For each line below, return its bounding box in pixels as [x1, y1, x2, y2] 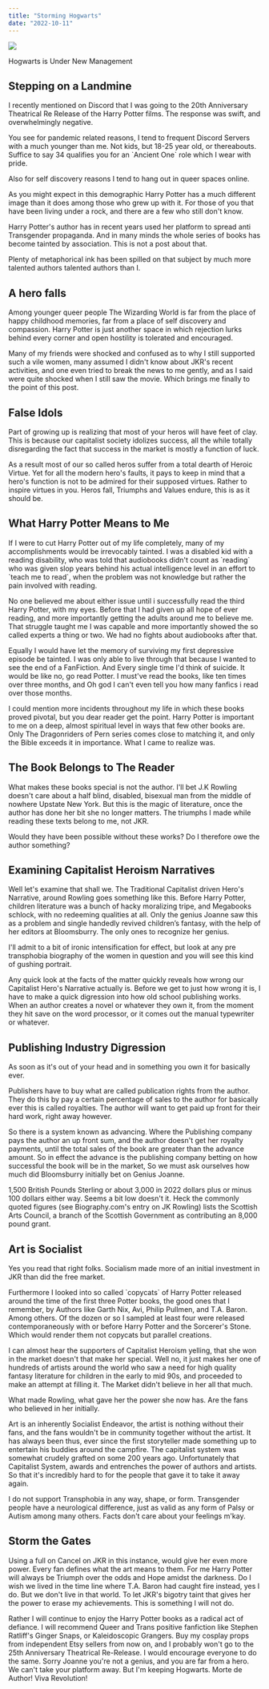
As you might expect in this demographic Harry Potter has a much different [8, 190, 256, 199]
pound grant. [8, 1219, 51, 1229]
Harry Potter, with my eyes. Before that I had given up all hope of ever [8, 604, 239, 614]
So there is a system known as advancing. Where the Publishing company [8, 1127, 252, 1137]
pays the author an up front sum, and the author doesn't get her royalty [8, 1136, 244, 1145]
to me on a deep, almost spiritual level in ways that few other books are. [8, 720, 246, 730]
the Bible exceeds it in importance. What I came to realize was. [8, 737, 216, 747]
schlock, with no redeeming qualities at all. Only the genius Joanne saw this [8, 910, 259, 920]
